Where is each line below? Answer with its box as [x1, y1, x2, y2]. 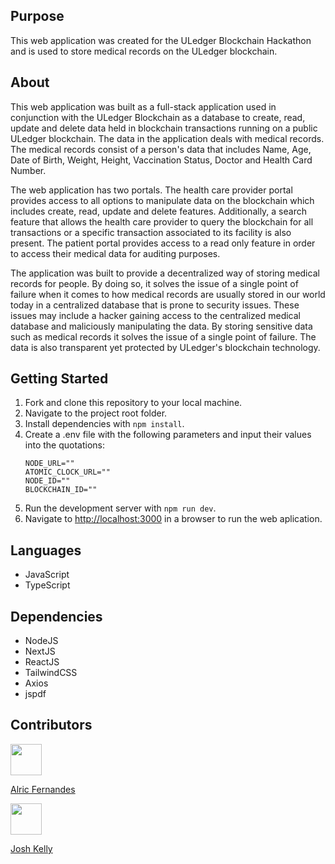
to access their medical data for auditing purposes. [10, 247, 221, 259]
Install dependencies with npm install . [24, 418, 185, 430]
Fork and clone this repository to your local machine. [24, 397, 243, 409]
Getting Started [10, 370, 109, 388]
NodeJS [24, 635, 59, 647]
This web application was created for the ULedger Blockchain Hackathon [10, 34, 312, 46]
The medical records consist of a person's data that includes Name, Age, [10, 143, 312, 155]
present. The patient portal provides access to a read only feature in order [10, 237, 316, 249]
